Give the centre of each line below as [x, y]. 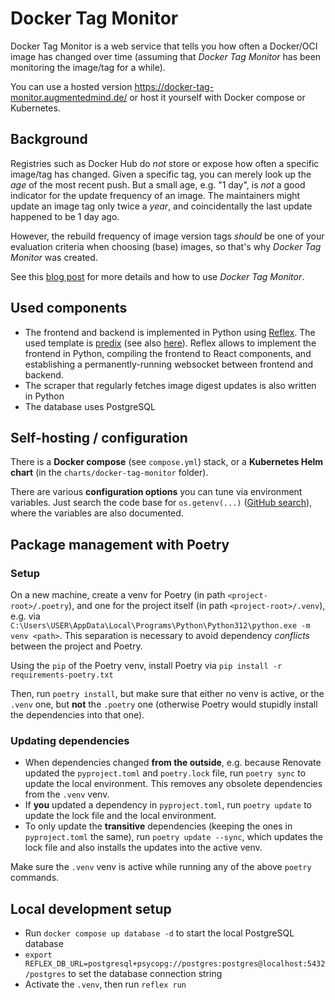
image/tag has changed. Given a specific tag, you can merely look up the [161, 174]
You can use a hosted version [71, 86]
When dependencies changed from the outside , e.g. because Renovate [173, 763]
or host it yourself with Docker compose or [217, 97]
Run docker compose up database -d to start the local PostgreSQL [159, 933]
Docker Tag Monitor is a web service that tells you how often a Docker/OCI [164, 46]
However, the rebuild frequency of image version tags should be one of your [167, 236]
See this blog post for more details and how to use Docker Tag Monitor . [157, 276]
